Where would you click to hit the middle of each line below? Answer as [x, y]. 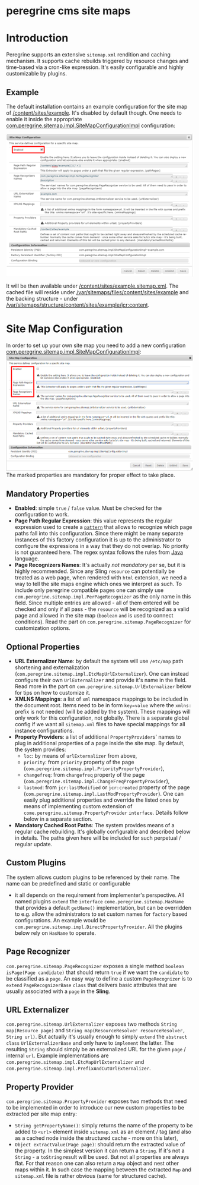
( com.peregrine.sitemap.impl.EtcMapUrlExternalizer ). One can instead [102, 673]
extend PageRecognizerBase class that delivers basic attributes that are [92, 985]
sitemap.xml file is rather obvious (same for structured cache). [91, 1176]
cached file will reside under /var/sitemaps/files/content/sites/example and [97, 292]
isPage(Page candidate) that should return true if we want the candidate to [98, 972]
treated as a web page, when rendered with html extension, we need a [101, 578]
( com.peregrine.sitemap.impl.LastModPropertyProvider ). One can [104, 793]
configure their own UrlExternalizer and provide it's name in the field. [101, 680]
